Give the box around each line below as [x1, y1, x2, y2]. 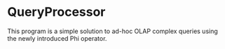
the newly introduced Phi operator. [7, 34, 107, 42]
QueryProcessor [7, 4, 106, 20]
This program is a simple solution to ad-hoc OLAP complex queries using [7, 27, 219, 35]
